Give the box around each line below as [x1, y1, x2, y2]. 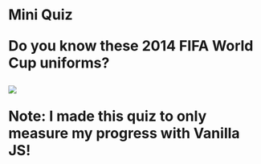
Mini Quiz [8, 6, 74, 24]
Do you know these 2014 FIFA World [8, 37, 254, 55]
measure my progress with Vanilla [8, 125, 240, 142]
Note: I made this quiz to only [8, 107, 207, 125]
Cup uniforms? [8, 54, 110, 72]
